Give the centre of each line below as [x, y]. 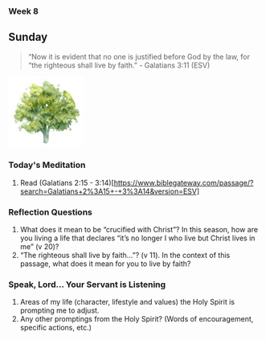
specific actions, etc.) [56, 328]
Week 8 [23, 11]
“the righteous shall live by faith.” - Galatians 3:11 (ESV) [119, 65]
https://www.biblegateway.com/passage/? [184, 182]
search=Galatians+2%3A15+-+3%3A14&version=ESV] [110, 191]
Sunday [28, 37]
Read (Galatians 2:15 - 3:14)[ [67, 182]
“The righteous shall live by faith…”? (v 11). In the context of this [125, 255]
